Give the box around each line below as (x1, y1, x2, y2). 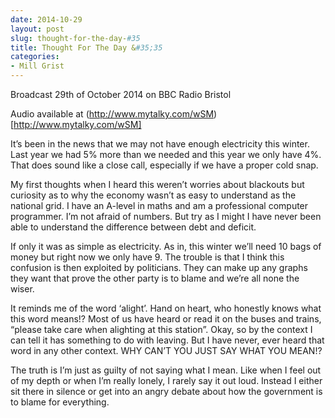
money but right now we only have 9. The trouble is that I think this (10, 251, 285, 263)
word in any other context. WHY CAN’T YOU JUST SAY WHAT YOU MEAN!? (10, 345, 323, 356)
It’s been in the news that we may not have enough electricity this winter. (10, 138, 310, 150)
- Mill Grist (10, 61, 65, 71)
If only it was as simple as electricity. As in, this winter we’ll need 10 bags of (10, 241, 322, 252)
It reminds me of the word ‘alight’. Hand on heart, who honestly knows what (10, 302, 322, 314)
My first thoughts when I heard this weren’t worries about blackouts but (10, 179, 305, 190)
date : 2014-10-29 (10, 14, 83, 25)
